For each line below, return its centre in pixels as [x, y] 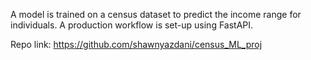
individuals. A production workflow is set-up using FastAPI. [132, 25]
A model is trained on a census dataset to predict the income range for [156, 14]
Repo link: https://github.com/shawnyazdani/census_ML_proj [136, 44]
